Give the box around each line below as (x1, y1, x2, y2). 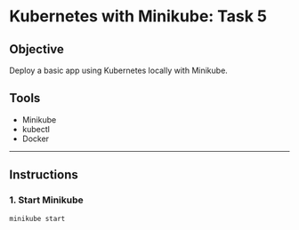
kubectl (21, 123, 51, 134)
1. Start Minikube (9, 194, 85, 206)
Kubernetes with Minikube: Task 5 (9, 6, 267, 27)
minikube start (9, 214, 66, 223)
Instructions (9, 167, 78, 183)
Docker (21, 133, 50, 144)
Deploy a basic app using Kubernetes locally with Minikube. (9, 65, 229, 75)
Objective (9, 42, 65, 57)
